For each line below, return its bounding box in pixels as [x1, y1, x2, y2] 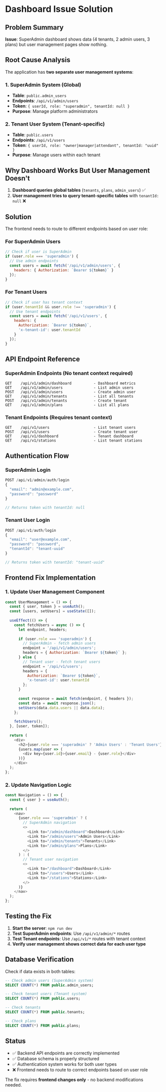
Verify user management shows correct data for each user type [12, 941, 146, 947]
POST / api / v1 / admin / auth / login [5, 478, 70, 483]
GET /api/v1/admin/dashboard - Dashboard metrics [5, 381, 136, 386]
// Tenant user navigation [23, 857, 79, 862]
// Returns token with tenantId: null [5, 505, 85, 510]
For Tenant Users [5, 288, 47, 295]
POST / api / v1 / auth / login [5, 528, 56, 533]
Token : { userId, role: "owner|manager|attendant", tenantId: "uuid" [12, 142, 159, 148]
